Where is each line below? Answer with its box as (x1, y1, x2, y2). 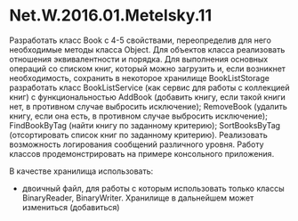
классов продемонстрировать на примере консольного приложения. (9, 148, 275, 159)
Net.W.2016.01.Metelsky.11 (9, 5, 213, 26)
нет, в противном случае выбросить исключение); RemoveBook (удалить (9, 101, 287, 111)
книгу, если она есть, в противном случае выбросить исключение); (9, 110, 269, 121)
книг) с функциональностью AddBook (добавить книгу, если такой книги (9, 91, 286, 102)
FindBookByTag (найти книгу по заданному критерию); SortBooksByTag (9, 119, 281, 130)
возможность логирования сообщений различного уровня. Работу (9, 139, 264, 150)
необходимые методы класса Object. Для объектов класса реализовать (9, 44, 286, 54)
